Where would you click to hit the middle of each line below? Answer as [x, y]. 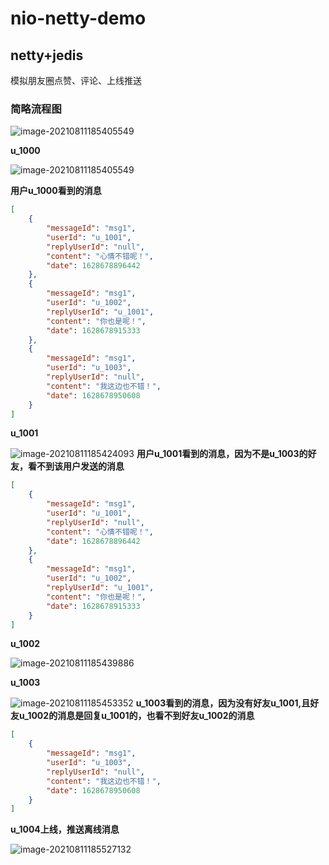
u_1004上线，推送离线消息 [65, 829]
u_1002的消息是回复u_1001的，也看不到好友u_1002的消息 [136, 716]
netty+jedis [47, 55]
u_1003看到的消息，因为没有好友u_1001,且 [223, 703]
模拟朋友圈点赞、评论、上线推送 [76, 80]
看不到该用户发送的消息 [76, 466]
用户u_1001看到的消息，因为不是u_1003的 [222, 454]
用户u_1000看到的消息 [56, 191]
